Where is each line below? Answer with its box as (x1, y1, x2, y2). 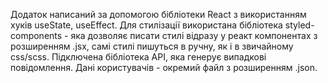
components (10, 30, 63, 41)
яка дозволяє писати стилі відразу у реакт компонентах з (70, 30, 318, 41)
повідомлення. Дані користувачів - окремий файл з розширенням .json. (10, 62, 318, 73)
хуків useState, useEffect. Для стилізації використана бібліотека (10, 19, 283, 31)
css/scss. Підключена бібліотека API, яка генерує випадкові (10, 51, 267, 63)
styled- (284, 19, 315, 31)
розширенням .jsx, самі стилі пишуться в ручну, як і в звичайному (10, 40, 294, 52)
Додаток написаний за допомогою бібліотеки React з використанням (10, 9, 307, 20)
